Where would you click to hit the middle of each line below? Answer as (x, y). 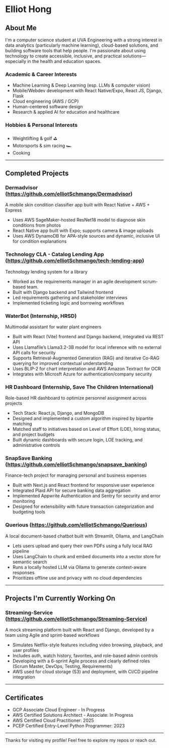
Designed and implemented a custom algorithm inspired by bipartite (83, 418)
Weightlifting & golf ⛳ (35, 138)
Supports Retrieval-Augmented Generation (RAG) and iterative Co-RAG (86, 358)
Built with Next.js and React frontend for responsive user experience (83, 485)
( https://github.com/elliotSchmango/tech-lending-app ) (75, 261)
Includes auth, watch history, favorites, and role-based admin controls (85, 656)
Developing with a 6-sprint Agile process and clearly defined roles (81, 661)
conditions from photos (37, 226)
